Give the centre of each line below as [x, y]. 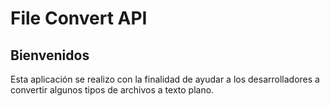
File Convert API [79, 18]
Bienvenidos [50, 55]
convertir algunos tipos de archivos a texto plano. [112, 90]
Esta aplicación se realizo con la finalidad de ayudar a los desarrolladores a [165, 79]
